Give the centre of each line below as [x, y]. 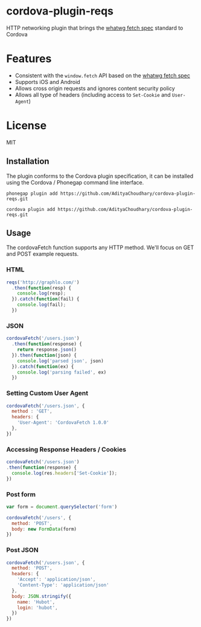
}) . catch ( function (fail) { [46, 299]
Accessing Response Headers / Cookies [66, 449]
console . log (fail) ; [42, 305]
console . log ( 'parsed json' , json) [60, 361]
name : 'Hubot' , [36, 602]
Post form [21, 494]
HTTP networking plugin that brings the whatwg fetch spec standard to [95, 28]
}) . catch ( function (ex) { [43, 366]
